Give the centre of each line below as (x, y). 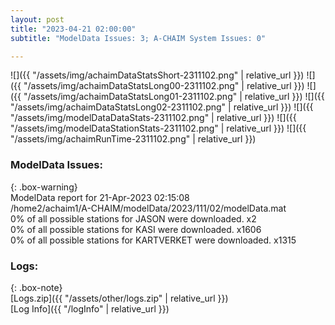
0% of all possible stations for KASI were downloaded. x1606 (136, 229)
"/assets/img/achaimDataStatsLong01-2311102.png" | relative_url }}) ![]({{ (174, 97)
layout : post (37, 19)
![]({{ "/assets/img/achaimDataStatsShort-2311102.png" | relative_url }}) (157, 75)
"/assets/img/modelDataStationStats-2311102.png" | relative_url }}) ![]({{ (158, 128)
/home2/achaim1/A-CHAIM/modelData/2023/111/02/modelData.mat (148, 208)
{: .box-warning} (44, 187)
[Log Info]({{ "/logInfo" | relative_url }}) (90, 308)
